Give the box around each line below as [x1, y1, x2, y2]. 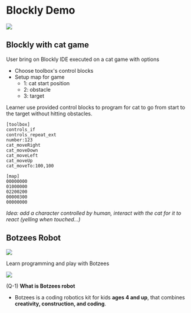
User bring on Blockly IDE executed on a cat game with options [6, 56, 160, 63]
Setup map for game [14, 73, 65, 80]
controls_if [6, 127, 35, 133]
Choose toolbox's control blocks [14, 67, 94, 74]
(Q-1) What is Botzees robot [6, 282, 75, 289]
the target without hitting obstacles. [6, 110, 93, 117]
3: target [23, 92, 45, 99]
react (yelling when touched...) [6, 215, 81, 222]
